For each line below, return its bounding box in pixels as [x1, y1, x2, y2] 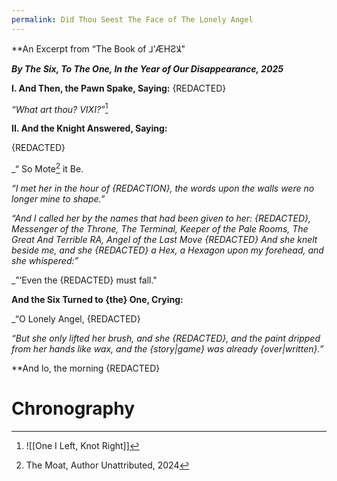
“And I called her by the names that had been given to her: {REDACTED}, [11, 212, 312, 224]
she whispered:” [11, 254, 79, 266]
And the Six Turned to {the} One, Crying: [11, 293, 184, 305]
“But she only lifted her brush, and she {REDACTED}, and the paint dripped [11, 332, 321, 344]
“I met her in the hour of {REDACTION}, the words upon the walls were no [11, 182, 315, 194]
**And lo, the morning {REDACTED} [11, 362, 161, 374]
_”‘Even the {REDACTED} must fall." [11, 274, 158, 286]
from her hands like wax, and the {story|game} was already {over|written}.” [11, 342, 324, 355]
